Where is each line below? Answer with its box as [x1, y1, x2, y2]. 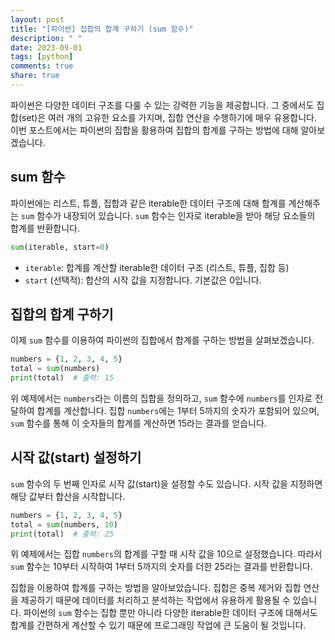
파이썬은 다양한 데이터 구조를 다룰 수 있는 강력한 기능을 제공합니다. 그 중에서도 [10, 99, 315, 111]
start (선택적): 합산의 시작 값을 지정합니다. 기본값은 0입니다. [24, 274, 262, 286]
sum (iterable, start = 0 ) [10, 242, 110, 252]
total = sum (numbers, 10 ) [10, 519, 118, 530]
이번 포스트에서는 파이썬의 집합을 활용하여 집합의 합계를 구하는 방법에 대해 [10, 124, 299, 136]
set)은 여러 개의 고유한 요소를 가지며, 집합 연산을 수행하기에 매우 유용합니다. [21, 111, 317, 123]
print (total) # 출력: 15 [10, 373, 115, 383]
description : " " [10, 33, 83, 43]
